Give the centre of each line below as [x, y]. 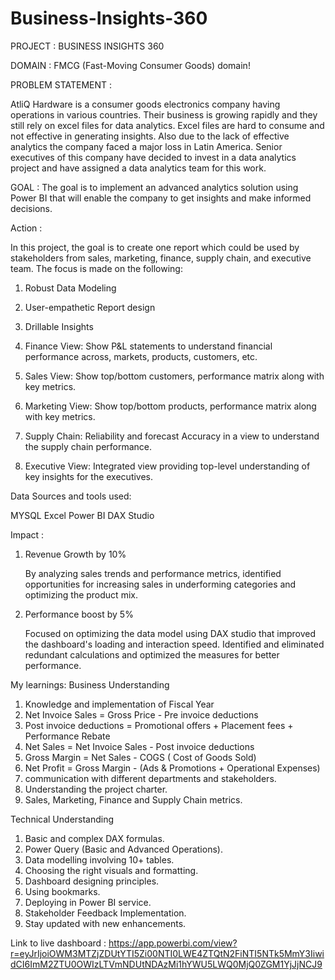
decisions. [31, 208]
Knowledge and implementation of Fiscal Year [119, 704]
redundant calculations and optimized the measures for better [152, 654]
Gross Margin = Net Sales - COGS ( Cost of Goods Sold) [140, 757]
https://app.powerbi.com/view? [173, 943]
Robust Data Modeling [70, 288]
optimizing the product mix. [81, 594]
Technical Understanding [62, 819]
